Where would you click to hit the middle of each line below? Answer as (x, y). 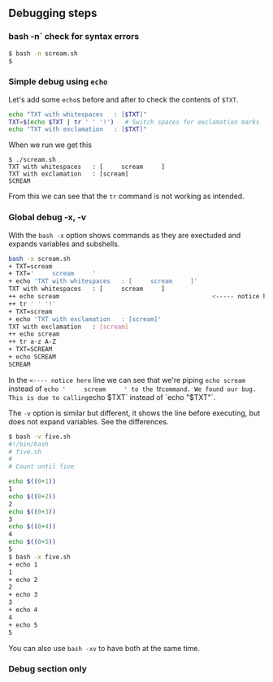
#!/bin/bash (28, 444)
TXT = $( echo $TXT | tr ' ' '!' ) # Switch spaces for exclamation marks (134, 122)
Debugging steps (53, 13)
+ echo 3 (23, 595)
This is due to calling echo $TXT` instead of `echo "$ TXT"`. (112, 397)
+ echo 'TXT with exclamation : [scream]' (85, 319)
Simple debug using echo (58, 82)
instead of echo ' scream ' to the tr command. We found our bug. (132, 389)
